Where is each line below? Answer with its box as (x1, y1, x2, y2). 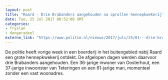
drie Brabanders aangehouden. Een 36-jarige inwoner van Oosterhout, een (5, 59, 160, 65)
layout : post (5, 7, 32, 12)
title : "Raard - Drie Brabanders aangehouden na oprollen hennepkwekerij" (5, 12, 164, 17)
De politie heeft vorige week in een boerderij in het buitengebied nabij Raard (5, 48, 162, 55)
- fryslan (5, 26, 26, 31)
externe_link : (5, 35, 35, 40)
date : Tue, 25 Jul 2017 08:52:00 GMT (5, 16, 84, 21)
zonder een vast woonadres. (5, 70, 64, 76)
